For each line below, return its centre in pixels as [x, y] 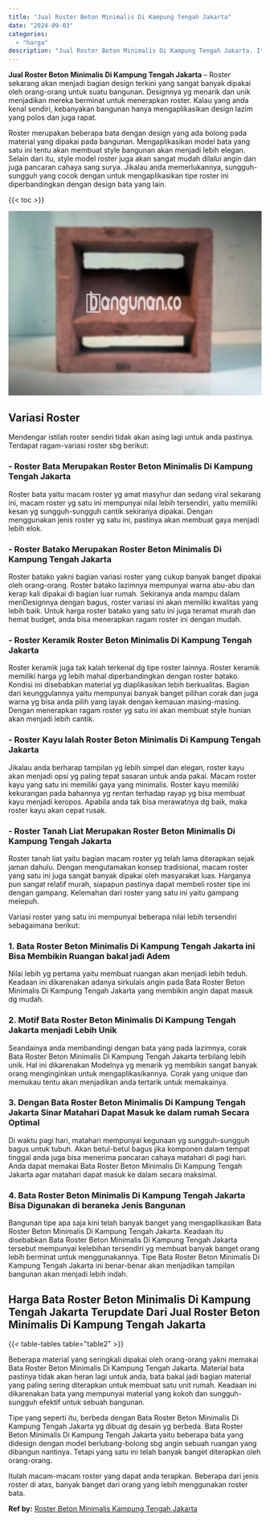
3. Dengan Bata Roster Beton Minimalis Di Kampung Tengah [127, 1103]
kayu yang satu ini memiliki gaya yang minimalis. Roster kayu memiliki [124, 785]
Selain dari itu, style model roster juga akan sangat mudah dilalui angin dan [132, 159]
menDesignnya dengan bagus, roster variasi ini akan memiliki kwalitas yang [133, 602]
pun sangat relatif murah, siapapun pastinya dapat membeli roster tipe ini [129, 883]
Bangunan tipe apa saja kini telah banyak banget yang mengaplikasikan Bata [135, 1223]
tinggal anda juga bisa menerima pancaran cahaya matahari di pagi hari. [128, 1157]
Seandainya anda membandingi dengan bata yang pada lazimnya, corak [128, 1047]
